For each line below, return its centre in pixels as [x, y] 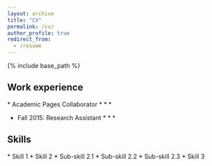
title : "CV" [24, 20]
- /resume [27, 46]
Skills [19, 140]
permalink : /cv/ [31, 26]
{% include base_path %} [44, 66]
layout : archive [31, 14]
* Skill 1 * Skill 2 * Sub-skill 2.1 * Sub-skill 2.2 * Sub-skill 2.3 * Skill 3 [106, 156]
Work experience [45, 88]
